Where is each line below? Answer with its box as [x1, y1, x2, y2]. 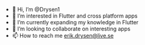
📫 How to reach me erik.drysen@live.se [12, 32, 114, 39]
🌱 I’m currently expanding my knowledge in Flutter [12, 19, 139, 26]
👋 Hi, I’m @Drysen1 [12, 6, 60, 13]
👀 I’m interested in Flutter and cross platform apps [12, 12, 138, 19]
